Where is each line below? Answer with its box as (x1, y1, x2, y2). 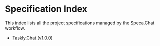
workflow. (5, 25, 25, 31)
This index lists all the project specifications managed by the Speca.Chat (5, 20, 155, 26)
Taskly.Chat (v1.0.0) (12, 35, 53, 41)
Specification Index (5, 3, 88, 15)
